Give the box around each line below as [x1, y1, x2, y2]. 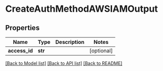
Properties [5, 23, 40, 32]
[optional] [89, 47, 113, 54]
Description [55, 39, 85, 45]
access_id [8, 47, 33, 54]
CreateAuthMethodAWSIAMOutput [5, 3, 158, 15]
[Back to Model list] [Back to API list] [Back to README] [5, 60, 123, 66]
